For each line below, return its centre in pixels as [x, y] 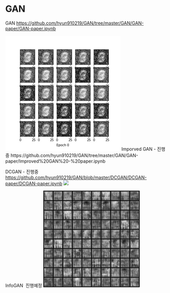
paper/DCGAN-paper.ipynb [34, 183]
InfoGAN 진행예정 [24, 285]
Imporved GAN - [139, 149]
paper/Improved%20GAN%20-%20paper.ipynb [55, 161]
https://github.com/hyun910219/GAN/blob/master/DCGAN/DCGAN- [76, 177]
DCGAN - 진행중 [22, 171]
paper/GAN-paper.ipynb [31, 28]
